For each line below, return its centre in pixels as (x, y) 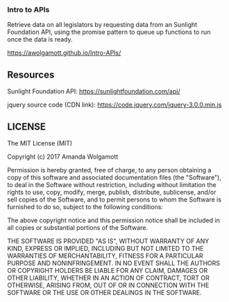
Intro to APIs (28, 10)
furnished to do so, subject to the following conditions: (85, 206)
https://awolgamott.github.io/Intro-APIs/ (64, 53)
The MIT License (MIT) (40, 143)
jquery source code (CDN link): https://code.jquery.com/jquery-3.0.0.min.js (114, 105)
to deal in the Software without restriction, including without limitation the (112, 184)
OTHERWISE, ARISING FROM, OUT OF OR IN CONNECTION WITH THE (108, 285)
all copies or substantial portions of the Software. (77, 227)
